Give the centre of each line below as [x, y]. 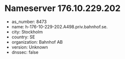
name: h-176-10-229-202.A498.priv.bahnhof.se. [59, 26]
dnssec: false [25, 52]
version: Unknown [30, 47]
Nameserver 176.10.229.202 [62, 8]
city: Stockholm [27, 32]
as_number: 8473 [29, 22]
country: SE [23, 37]
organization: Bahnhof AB [37, 42]
